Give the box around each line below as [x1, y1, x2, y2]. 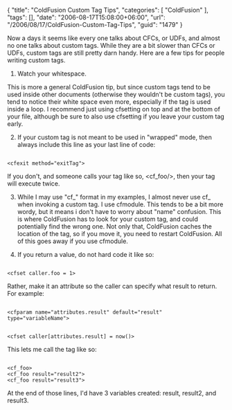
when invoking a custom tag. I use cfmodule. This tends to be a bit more [17, 200, 224, 208]
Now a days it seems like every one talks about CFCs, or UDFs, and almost [7, 34, 220, 42]
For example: [7, 289, 45, 297]
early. [7, 120, 24, 127]
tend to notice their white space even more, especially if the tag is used [7, 98, 211, 106]
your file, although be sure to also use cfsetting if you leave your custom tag [7, 112, 225, 121]
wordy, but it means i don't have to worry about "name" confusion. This [17, 208, 222, 215]
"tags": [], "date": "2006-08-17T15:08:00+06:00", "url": [7, 13, 166, 21]
